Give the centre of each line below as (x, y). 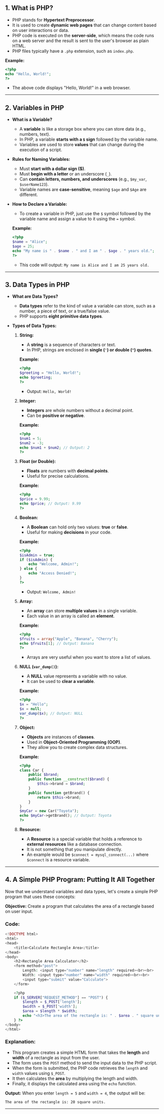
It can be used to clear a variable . (61, 681)
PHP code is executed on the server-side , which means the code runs (83, 35)
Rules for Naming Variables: (41, 159)
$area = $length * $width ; (50, 1011)
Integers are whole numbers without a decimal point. (80, 410)
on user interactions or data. (41, 30)
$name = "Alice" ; (30, 242)
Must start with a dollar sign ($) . (52, 169)
